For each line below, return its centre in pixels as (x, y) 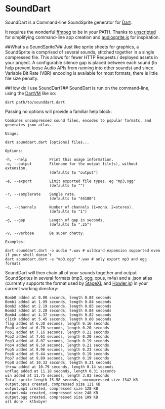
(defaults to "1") (68, 211)
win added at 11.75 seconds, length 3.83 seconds (57, 375)
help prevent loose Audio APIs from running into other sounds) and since (79, 68)
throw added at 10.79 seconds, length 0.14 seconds (59, 367)
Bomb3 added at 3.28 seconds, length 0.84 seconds (58, 310)
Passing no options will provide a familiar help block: (59, 111)
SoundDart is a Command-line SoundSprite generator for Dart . (69, 22)
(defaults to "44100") (73, 199)
